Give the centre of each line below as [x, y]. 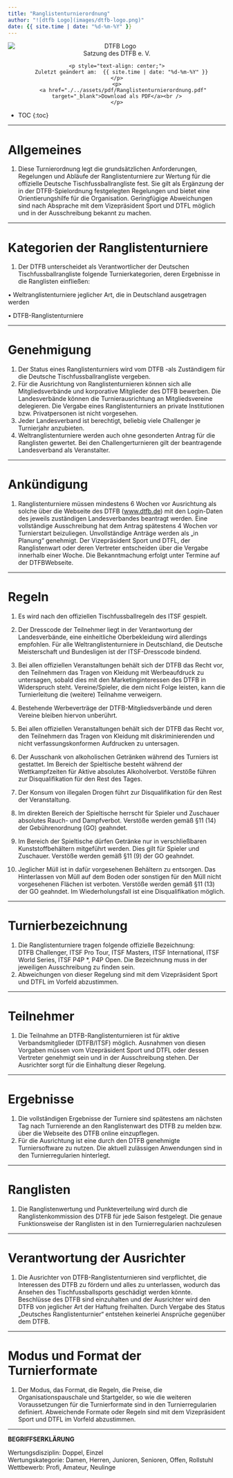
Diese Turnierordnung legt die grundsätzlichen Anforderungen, [108, 169]
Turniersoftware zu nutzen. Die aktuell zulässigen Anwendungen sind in [120, 1148]
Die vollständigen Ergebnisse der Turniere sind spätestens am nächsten [120, 1118]
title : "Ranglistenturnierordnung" [59, 13]
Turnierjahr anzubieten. [51, 428]
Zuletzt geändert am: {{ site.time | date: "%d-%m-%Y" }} [122, 72]
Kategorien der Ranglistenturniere [108, 247]
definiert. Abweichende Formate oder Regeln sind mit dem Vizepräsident [121, 1412]
